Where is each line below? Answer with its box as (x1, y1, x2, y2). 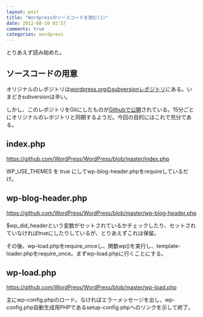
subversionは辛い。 (22, 93, 72, 100)
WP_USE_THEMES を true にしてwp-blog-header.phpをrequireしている (6, 167, 184, 175)
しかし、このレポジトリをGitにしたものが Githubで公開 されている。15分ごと (6, 105, 195, 113)
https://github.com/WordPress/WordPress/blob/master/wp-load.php (6, 284, 177, 291)
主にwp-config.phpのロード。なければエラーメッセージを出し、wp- (6, 296, 176, 304)
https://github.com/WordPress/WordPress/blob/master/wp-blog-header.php (6, 209, 197, 216)
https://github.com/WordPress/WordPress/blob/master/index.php (6, 155, 170, 162)
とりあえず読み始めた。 (6, 49, 65, 56)
